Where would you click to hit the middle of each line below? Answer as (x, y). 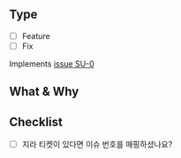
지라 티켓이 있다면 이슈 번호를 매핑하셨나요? (97, 145)
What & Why (44, 92)
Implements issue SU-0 (52, 63)
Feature (36, 36)
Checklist (36, 122)
